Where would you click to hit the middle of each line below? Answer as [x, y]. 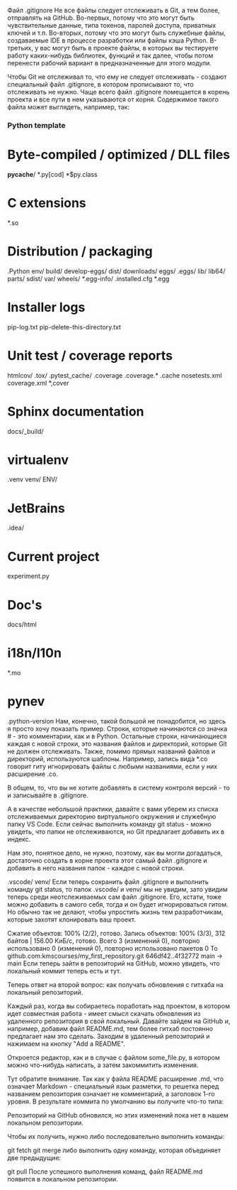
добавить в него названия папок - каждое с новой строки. [96, 868]
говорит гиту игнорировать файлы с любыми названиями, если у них [112, 767]
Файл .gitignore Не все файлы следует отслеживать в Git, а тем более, [114, 10]
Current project [54, 556]
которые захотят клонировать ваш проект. [72, 919]
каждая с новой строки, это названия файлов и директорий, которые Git [117, 744]
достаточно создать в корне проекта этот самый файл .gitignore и [107, 861]
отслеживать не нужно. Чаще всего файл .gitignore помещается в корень [118, 92]
